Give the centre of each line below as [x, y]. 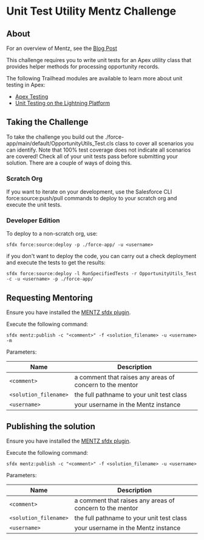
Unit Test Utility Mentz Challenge [91, 11]
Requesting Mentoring [49, 297]
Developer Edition [33, 220]
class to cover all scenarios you [155, 143]
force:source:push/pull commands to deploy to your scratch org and [92, 198]
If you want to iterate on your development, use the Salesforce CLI [89, 192]
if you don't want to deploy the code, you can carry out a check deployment [101, 256]
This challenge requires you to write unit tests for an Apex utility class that [99, 60]
